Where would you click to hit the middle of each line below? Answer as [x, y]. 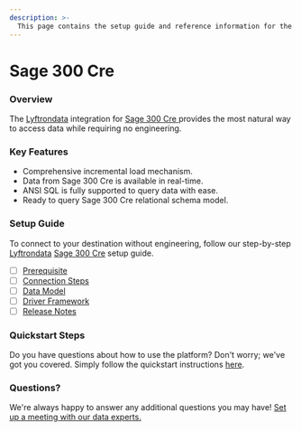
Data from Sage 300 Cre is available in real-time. [113, 181]
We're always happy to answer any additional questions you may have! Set [148, 408]
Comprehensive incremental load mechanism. [108, 172]
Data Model [44, 291]
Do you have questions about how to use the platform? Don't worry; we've [147, 355]
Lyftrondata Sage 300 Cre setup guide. [82, 253]
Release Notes [49, 311]
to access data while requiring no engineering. [96, 128]
